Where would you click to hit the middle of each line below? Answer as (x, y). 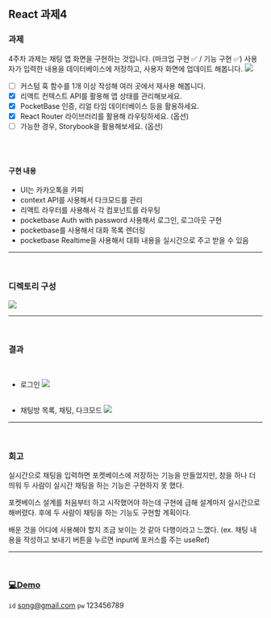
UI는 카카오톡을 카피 (52, 190)
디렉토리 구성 (32, 286)
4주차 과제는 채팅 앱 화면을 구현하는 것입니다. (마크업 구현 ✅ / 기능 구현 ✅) (125, 58)
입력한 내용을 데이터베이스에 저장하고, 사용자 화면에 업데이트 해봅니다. (133, 69)
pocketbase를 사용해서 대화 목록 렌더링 (83, 230)
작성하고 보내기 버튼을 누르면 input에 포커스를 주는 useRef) (117, 540)
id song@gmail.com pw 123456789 (66, 605)
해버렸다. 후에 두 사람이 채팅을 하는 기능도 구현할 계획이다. (100, 513)
